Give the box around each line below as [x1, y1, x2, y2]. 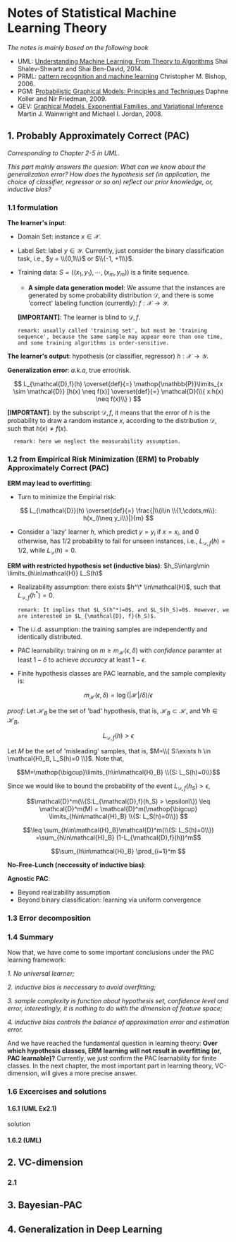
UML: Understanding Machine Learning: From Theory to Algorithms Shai [17, 56, 228, 65]
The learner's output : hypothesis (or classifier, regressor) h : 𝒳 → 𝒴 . [7, 352, 209, 360]
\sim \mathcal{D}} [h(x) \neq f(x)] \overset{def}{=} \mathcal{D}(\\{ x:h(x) [13, 387, 224, 395]
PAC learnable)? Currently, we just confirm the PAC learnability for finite [7, 1053, 217, 1062]
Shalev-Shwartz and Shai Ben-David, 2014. [17, 64, 143, 73]
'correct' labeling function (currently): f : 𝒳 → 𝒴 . [27, 299, 169, 307]
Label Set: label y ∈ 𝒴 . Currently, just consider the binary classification [17, 246, 224, 255]
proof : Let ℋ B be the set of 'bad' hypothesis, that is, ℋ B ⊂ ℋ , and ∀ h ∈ [7, 706, 218, 717]
